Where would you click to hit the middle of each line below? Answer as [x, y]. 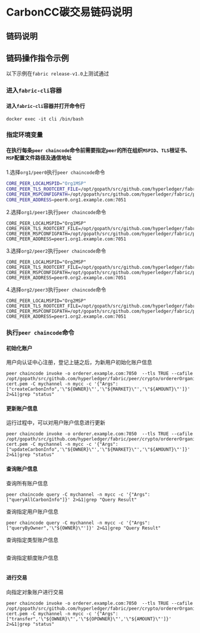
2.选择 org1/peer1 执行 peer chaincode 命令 [56, 212]
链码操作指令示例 [37, 58]
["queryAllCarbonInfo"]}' [38, 499]
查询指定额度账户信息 [32, 557]
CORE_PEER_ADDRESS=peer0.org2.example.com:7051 [66, 278]
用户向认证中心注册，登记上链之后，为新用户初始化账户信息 [79, 362]
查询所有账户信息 [27, 483]
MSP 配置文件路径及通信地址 [39, 158]
